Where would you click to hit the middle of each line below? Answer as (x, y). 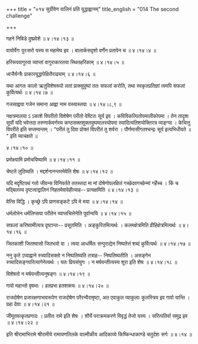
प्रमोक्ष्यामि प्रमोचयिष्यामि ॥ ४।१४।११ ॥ (43, 160)
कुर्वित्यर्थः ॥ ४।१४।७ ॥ (30, 92)
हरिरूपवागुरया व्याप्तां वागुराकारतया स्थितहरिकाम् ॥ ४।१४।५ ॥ (65, 62)
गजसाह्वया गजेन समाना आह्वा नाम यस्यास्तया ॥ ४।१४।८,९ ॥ (64, 104)
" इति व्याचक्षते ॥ (22, 136)
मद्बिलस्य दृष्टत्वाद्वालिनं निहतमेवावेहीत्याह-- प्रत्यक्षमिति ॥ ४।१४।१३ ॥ (72, 190)
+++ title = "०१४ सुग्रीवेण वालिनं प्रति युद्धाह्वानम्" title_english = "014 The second (92, 9)
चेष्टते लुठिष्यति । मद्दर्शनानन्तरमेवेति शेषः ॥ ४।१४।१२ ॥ (60, 171)
